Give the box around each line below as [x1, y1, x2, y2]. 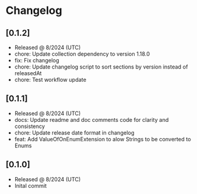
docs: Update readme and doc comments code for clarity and [14, 116, 169, 123]
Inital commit [14, 182, 47, 189]
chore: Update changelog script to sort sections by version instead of [14, 63, 189, 70]
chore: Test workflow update [14, 76, 87, 83]
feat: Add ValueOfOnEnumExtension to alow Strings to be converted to [14, 135, 192, 142]
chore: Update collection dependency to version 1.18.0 [14, 50, 150, 58]
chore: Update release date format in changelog [14, 129, 135, 136]
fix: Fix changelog [14, 57, 59, 64]
